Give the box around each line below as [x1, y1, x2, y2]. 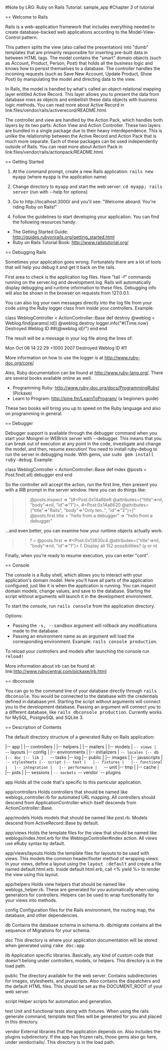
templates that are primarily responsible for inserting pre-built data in [5, 50, 148, 55]
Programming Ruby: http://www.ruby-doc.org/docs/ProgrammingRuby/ [12, 385, 159, 391]
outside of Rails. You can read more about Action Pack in [5, 144, 123, 150]
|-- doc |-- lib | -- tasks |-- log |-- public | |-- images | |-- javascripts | [5, 755, 163, 760]
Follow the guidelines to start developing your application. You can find [12, 214, 159, 220]
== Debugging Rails [5, 249, 46, 255]
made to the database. [12, 628, 59, 634]
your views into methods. [5, 897, 58, 903]
